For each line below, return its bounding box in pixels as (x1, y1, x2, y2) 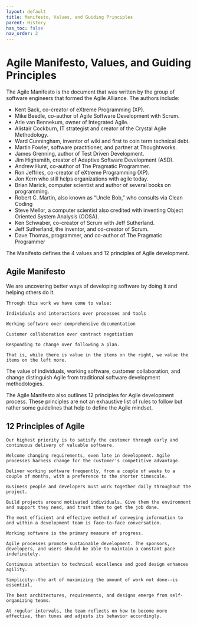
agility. (6, 566, 28, 572)
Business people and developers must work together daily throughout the (6, 484, 192, 489)
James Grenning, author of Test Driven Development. (14, 150, 145, 157)
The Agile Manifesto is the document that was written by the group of (6, 88, 175, 95)
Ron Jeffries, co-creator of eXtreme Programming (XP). (14, 169, 150, 176)
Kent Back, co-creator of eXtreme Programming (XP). (14, 106, 145, 113)
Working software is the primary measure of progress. (6, 530, 144, 536)
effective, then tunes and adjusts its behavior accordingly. (6, 613, 162, 619)
